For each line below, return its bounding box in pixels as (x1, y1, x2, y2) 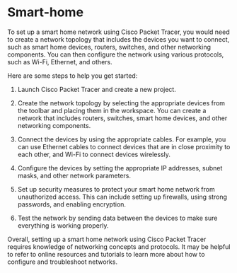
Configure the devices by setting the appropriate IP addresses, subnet (17, 163, 223, 172)
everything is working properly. (17, 221, 109, 230)
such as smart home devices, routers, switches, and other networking (7, 42, 211, 51)
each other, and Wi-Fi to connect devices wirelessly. (17, 150, 171, 158)
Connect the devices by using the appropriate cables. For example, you (17, 135, 226, 144)
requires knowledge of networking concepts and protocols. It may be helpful (7, 242, 231, 251)
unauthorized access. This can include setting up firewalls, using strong (17, 192, 228, 201)
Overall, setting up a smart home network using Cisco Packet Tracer (7, 235, 207, 243)
